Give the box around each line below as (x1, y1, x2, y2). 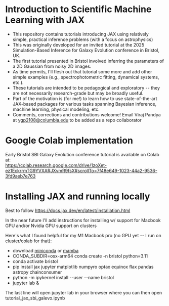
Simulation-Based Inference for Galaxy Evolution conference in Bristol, (12, 47, 160, 53)
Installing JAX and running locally (5, 191, 150, 202)
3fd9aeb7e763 (5, 173, 36, 179)
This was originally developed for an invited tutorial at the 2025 (12, 41, 145, 48)
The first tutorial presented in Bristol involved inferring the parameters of (12, 58, 164, 64)
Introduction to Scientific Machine (5, 4, 152, 15)
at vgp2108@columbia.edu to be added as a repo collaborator (12, 117, 142, 123)
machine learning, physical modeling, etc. (12, 106, 100, 112)
